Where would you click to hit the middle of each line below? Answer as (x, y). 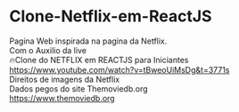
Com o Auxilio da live (48, 50)
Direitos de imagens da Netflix (65, 79)
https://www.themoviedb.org (62, 98)
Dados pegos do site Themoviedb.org (79, 88)
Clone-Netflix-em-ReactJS (111, 16)
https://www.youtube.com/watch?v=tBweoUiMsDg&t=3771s (119, 69)
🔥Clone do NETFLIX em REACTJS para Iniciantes (99, 60)
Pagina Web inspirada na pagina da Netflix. (88, 41)
